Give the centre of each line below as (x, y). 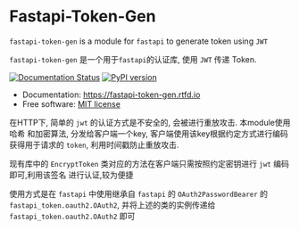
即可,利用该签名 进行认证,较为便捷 (71, 175)
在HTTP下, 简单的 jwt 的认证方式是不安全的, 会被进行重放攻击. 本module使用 (150, 122)
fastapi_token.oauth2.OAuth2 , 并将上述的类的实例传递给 (112, 205)
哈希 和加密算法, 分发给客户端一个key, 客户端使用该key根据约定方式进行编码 (149, 133)
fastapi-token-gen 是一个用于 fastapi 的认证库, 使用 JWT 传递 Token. (133, 59)
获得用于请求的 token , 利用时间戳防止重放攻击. (94, 144)
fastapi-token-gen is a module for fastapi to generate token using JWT (139, 41)
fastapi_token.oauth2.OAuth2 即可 (72, 216)
